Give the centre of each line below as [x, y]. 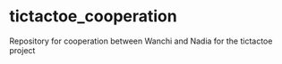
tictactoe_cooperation [93, 16]
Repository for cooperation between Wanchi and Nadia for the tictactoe [141, 41]
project [22, 50]
